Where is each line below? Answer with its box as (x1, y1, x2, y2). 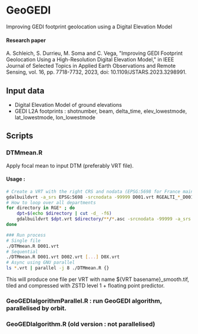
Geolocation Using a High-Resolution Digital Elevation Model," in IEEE (6, 56, 174, 63)
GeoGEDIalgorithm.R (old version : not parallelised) (6, 320, 156, 328)
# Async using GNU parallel (6, 260, 75, 266)
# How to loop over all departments (6, 199, 96, 205)
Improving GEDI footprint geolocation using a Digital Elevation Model (6, 23, 173, 30)
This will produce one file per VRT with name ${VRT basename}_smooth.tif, (6, 276, 190, 283)
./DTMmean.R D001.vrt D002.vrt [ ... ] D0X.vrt (6, 254, 120, 260)
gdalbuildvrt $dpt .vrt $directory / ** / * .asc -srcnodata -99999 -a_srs (16, 216, 192, 222)
